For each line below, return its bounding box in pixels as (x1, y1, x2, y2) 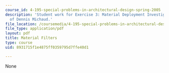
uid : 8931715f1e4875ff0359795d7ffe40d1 (5, 45, 89, 50)
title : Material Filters (5, 36, 57, 41)
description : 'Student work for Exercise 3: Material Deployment (5, 12, 145, 17)
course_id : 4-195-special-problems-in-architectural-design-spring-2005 (5, 7, 161, 13)
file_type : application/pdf (5, 26, 64, 31)
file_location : (5, 21, 37, 27)
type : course (5, 40, 33, 45)
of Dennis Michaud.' (10, 17, 53, 22)
